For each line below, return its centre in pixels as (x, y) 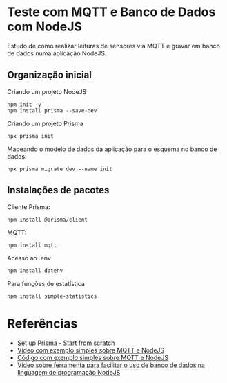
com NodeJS (45, 27)
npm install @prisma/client (48, 220)
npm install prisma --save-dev (52, 110)
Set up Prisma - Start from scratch (66, 343)
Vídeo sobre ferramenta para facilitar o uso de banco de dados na (111, 365)
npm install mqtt (32, 245)
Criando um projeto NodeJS (47, 91)
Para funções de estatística (46, 283)
